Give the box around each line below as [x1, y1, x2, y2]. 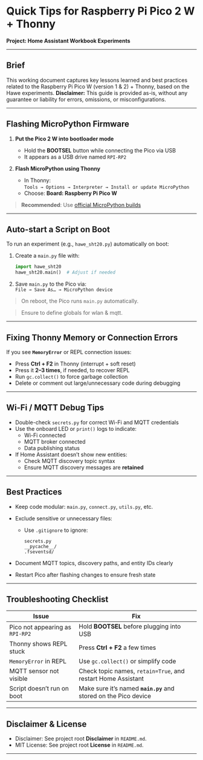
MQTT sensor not [9, 667, 59, 675]
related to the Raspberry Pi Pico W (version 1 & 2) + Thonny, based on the [6, 83, 190, 90]
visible [9, 675, 28, 683]
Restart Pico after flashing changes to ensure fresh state [14, 571, 156, 578]
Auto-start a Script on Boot [6, 224, 111, 234]
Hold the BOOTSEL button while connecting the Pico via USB [24, 146, 176, 154]
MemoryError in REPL [9, 657, 67, 666]
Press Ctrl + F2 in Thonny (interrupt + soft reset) [14, 360, 136, 367]
